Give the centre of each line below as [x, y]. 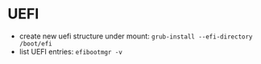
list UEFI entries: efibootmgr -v [70, 51]
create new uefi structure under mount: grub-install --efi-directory [136, 36]
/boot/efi [36, 44]
